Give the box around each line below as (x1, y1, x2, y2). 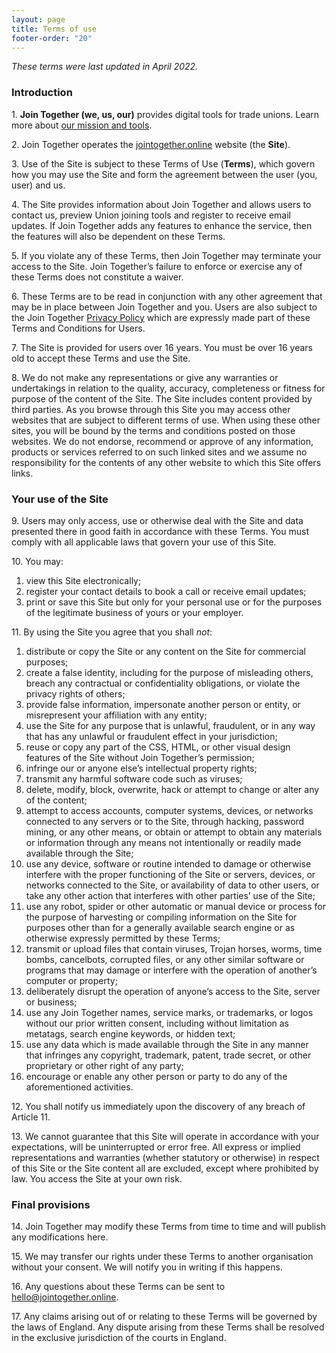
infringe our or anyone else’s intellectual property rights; (25, 762, 258, 774)
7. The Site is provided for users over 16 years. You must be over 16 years (11, 341, 313, 353)
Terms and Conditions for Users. (11, 322, 146, 334)
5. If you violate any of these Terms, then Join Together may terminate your (11, 249, 322, 261)
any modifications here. (11, 1231, 109, 1243)
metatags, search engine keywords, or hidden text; (25, 1027, 236, 1040)
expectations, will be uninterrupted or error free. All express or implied (11, 1141, 301, 1153)
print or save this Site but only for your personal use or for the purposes (25, 596, 323, 608)
